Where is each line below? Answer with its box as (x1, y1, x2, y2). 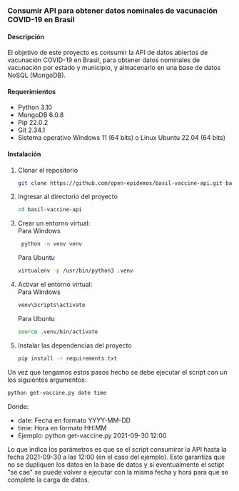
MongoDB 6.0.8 (17, 111, 64, 119)
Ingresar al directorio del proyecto (17, 192, 118, 201)
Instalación (7, 149, 41, 158)
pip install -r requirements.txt (17, 355, 118, 362)
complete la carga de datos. (7, 475, 90, 484)
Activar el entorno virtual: (17, 280, 93, 289)
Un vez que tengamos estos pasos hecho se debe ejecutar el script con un (7, 368, 228, 376)
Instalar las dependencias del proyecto (17, 341, 132, 350)
